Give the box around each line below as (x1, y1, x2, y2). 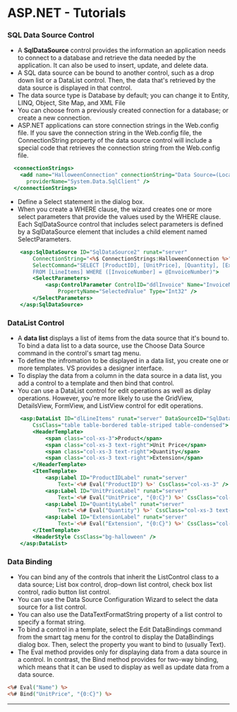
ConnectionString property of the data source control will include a (17, 136, 212, 145)
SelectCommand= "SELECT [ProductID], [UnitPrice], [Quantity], (32, 261, 219, 269)
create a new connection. (17, 114, 92, 122)
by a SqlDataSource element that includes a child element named (17, 227, 207, 236)
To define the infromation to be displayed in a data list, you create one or (17, 357, 229, 365)
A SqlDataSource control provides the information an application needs (17, 46, 226, 54)
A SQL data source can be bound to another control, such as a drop (17, 69, 214, 77)
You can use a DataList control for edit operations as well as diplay (17, 386, 212, 395)
